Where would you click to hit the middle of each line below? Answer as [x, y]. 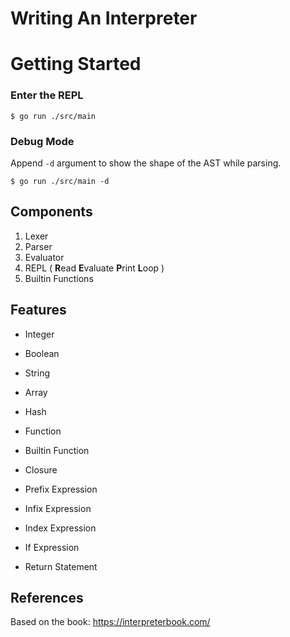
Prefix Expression [61, 489]
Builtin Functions [59, 278]
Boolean [42, 353]
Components [51, 212]
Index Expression [60, 528]
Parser [38, 246]
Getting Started [76, 64]
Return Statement [61, 566]
